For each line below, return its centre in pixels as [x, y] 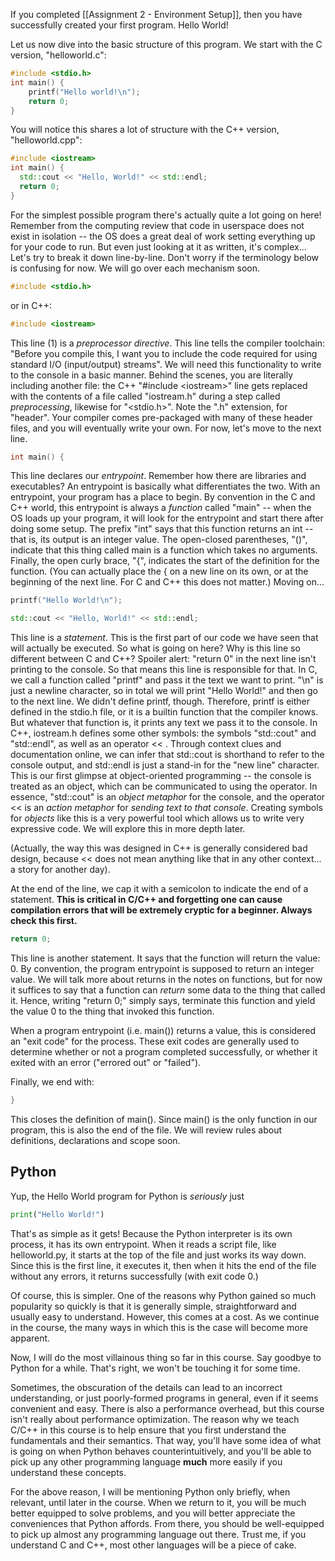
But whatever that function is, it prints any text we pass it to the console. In [164, 723]
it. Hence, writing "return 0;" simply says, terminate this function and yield [163, 1000]
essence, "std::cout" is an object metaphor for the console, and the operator [168, 797]
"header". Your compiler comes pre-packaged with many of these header [161, 417]
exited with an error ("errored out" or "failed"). [106, 1062]
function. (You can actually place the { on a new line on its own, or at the [159, 571]
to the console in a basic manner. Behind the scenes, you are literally [152, 375]
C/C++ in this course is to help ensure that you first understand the [148, 1430]
